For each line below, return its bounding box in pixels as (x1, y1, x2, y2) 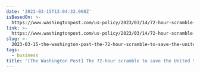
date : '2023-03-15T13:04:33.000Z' (6, 8, 92, 15)
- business (11, 52, 39, 58)
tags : (6, 47, 20, 53)
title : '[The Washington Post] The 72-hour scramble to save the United (6, 58, 190, 64)
